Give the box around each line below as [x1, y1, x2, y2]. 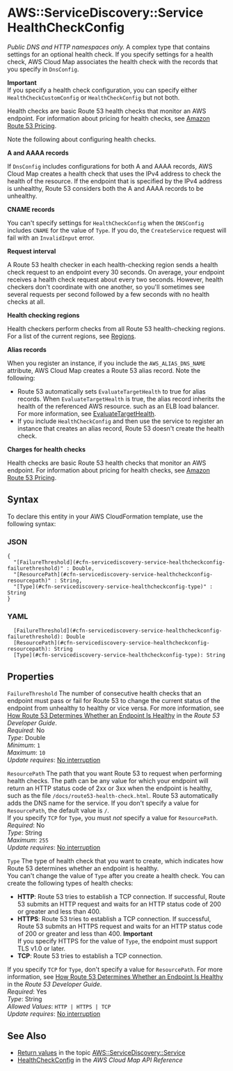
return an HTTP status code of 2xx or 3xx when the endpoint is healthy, [7, 784, 212, 792]
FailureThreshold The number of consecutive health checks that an [7, 689, 202, 698]
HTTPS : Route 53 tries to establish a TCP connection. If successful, [17, 915, 211, 923]
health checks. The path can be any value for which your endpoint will [7, 777, 209, 785]
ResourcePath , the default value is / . [7, 806, 110, 815]
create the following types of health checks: [7, 879, 134, 888]
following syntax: [7, 519, 56, 527]
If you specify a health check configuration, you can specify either [7, 86, 198, 94]
